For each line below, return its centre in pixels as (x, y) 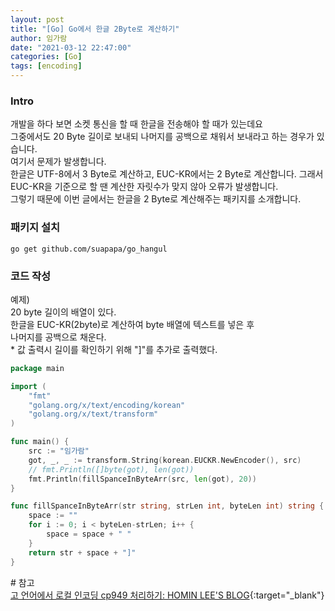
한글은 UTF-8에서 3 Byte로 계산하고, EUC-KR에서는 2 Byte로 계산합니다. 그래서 (167, 174)
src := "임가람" (59, 451)
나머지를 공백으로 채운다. (58, 337)
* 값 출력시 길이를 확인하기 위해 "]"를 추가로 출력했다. (114, 349)
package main (37, 368)
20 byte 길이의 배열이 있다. (63, 312)
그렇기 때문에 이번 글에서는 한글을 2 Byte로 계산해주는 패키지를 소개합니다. (156, 199)
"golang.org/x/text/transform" (93, 414)
